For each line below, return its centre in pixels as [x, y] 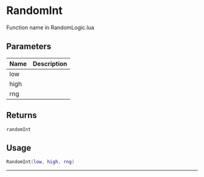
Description [50, 63]
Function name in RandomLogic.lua [50, 27]
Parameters [29, 47]
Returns [22, 115]
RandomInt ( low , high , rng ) [40, 162]
